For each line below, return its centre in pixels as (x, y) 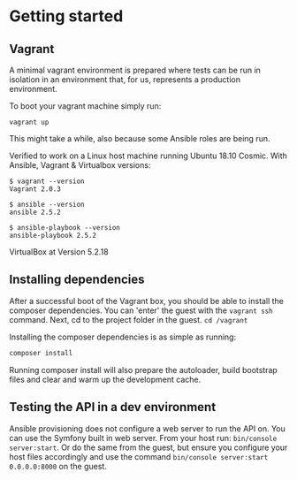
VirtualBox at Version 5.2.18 (59, 252)
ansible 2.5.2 (35, 212)
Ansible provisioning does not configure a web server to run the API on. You (147, 428)
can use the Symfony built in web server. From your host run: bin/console (143, 438)
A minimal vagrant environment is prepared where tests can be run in (135, 70)
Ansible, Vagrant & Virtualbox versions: (80, 165)
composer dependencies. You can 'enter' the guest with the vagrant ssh (141, 310)
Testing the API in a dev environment (113, 407)
